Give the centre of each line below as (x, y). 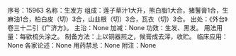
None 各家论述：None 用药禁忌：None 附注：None (82, 45)
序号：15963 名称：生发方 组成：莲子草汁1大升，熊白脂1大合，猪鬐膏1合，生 (118, 10)
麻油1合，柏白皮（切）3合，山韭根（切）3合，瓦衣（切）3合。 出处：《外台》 (118, 19)
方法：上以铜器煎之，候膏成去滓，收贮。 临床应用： (152, 36)
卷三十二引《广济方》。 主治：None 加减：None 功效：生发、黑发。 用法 (112, 28)
